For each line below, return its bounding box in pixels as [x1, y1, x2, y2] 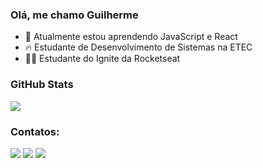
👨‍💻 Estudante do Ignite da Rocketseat [24, 53, 181, 65]
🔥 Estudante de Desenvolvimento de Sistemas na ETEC [24, 41, 253, 53]
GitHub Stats [10, 78, 74, 92]
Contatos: [10, 124, 60, 138]
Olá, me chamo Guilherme [10, 8, 139, 22]
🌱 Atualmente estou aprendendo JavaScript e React [24, 31, 238, 43]
